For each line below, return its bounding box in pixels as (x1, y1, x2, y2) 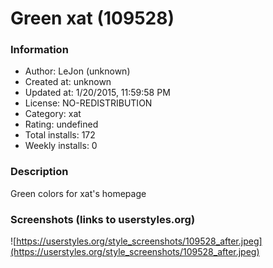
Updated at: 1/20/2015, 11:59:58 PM (24, 87, 171, 99)
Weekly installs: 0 (24, 140, 98, 152)
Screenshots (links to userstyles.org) (10, 212, 196, 226)
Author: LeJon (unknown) (24, 65, 131, 77)
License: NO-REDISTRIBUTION (24, 97, 153, 109)
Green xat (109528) (10, 7, 175, 30)
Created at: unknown (24, 76, 112, 88)
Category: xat (24, 108, 82, 120)
